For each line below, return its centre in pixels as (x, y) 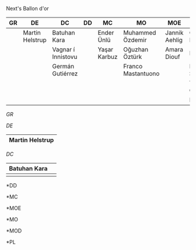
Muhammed (140, 33)
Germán (63, 66)
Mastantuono (141, 74)
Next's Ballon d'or (28, 8)
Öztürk (133, 57)
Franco (133, 66)
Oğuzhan (136, 49)
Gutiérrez (65, 74)
